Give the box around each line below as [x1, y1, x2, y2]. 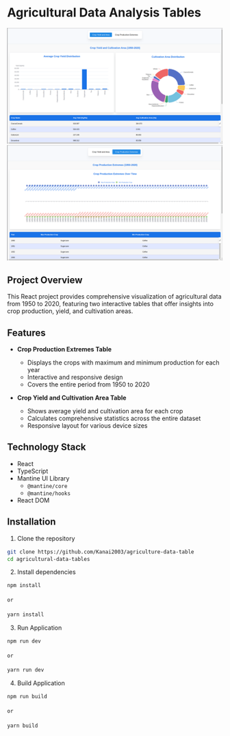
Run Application [16, 623, 62, 632]
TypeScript [16, 467, 49, 475]
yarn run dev [7, 667, 44, 674]
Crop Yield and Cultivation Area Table [16, 393, 127, 402]
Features [7, 327, 46, 338]
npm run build [7, 693, 48, 700]
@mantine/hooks [27, 490, 71, 497]
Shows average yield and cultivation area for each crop [27, 407, 183, 415]
